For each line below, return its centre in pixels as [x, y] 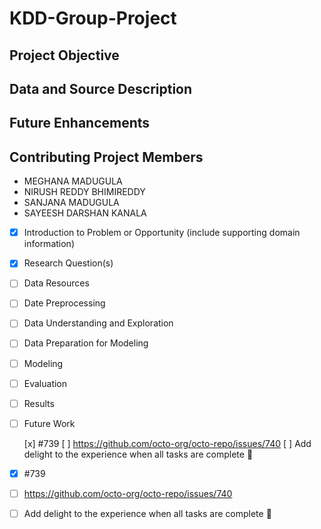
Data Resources [56, 283]
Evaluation [45, 383]
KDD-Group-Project [93, 18]
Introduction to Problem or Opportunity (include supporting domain [162, 233]
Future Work [49, 423]
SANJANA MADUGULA [71, 203]
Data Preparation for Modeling [86, 343]
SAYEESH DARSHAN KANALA [85, 213]
